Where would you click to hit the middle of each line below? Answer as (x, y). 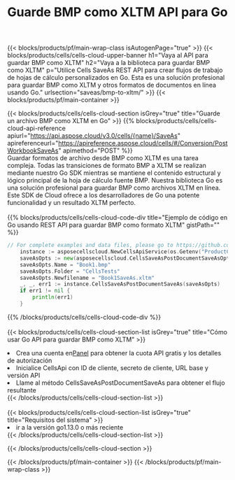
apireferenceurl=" (33, 143)
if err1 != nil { (45, 291)
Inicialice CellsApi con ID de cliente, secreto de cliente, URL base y (112, 367)
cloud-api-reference (37, 128)
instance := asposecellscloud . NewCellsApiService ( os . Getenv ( (111, 252)
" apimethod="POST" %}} (95, 150)
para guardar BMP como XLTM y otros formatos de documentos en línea (112, 85)
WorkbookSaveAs (33, 150)
